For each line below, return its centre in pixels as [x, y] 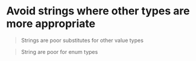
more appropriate [51, 24]
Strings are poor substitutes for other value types [82, 40]
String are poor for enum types [59, 51]
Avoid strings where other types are [98, 11]
